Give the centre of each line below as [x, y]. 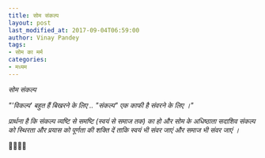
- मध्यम [18, 67]
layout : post [30, 23]
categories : [28, 60]
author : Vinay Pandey [44, 38]
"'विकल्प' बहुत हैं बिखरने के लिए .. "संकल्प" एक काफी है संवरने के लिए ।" [101, 105]
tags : [17, 45]
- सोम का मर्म [26, 52]
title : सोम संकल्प [34, 15]
